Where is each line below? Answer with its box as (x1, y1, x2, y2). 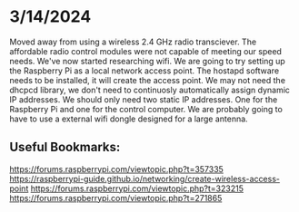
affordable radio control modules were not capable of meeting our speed (9, 45, 282, 56)
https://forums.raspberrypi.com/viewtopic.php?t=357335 (9, 163, 224, 174)
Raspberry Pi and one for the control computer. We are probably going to (9, 103, 284, 114)
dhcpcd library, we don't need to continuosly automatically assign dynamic (9, 84, 291, 95)
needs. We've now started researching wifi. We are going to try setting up (9, 55, 286, 66)
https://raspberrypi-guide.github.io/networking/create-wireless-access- (9, 173, 280, 184)
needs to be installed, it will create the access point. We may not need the (9, 74, 286, 85)
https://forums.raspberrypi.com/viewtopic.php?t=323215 (30, 183, 244, 194)
